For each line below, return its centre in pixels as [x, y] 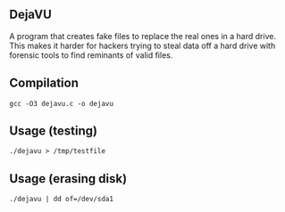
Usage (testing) [54, 131]
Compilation [44, 83]
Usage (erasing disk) [68, 179]
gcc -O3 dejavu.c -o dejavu [62, 103]
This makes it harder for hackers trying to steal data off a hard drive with [142, 45]
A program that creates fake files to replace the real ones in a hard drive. [143, 36]
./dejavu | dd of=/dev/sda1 [62, 200]
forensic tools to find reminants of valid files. [91, 55]
